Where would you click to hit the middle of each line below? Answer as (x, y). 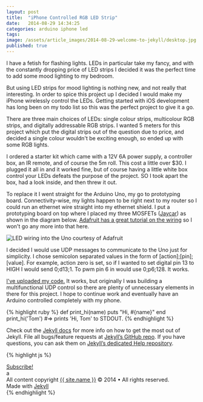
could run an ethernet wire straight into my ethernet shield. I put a (88, 206)
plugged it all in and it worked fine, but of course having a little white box (97, 169)
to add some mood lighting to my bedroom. (60, 76)
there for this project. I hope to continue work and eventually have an (92, 294)
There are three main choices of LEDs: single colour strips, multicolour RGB (101, 118)
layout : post (23, 12)
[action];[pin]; (176, 256)
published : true (27, 46)
